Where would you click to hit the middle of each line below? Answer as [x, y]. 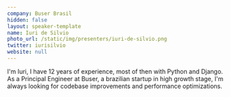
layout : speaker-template [44, 26]
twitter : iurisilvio [37, 45]
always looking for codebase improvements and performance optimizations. [115, 86]
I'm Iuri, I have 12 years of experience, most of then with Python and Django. [115, 71]
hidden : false [27, 20]
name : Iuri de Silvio [38, 33]
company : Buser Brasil [39, 13]
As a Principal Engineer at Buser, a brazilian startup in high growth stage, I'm [115, 78]
